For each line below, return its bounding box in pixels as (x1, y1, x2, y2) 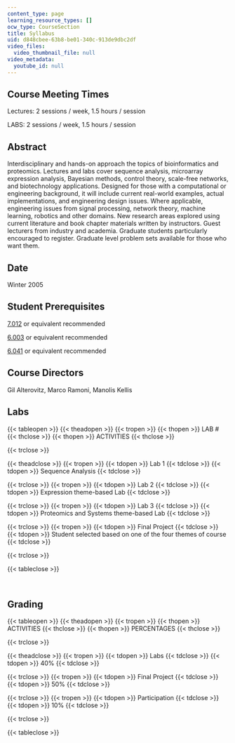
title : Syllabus (7, 29, 55, 37)
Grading (7, 598, 43, 610)
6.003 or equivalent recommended (7, 333, 108, 341)
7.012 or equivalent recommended (7, 319, 105, 328)
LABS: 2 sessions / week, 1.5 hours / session (7, 121, 136, 129)
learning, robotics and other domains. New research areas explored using (7, 212, 220, 220)
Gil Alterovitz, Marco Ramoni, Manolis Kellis (7, 385, 133, 394)
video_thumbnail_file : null (13, 50, 96, 57)
